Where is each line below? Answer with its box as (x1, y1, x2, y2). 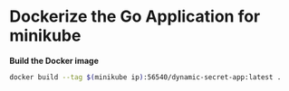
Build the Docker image (9, 55, 100, 66)
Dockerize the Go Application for (9, 6, 261, 27)
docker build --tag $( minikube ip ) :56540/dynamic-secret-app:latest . (9, 72, 282, 82)
